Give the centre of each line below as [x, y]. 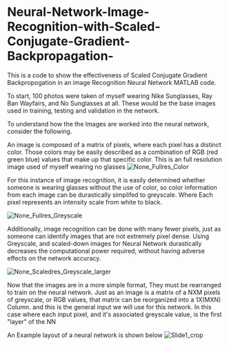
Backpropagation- [60, 56]
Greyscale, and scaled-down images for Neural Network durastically [104, 243]
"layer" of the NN [32, 321]
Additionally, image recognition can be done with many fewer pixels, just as [114, 229]
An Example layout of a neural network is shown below [85, 335]
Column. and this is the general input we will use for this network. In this [109, 307]
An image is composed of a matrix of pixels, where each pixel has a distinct [114, 144]
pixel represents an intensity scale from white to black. [85, 202]
